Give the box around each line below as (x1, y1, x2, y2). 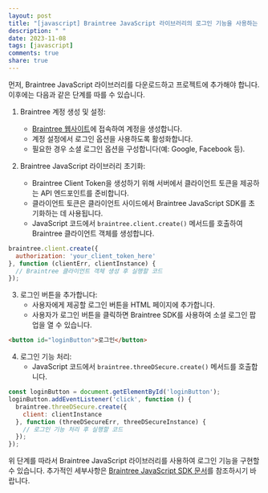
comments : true (8, 49, 59, 57)
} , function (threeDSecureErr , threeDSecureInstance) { (15, 417, 206, 426)
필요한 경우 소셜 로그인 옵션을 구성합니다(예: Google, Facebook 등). (31, 144, 246, 154)
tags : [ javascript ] (8, 42, 74, 50)
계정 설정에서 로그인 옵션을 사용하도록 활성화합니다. (31, 134, 193, 143)
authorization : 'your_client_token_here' (15, 252, 156, 260)
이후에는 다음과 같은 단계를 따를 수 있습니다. (8, 89, 146, 99)
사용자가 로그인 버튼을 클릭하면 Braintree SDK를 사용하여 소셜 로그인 (31, 310, 248, 320)
